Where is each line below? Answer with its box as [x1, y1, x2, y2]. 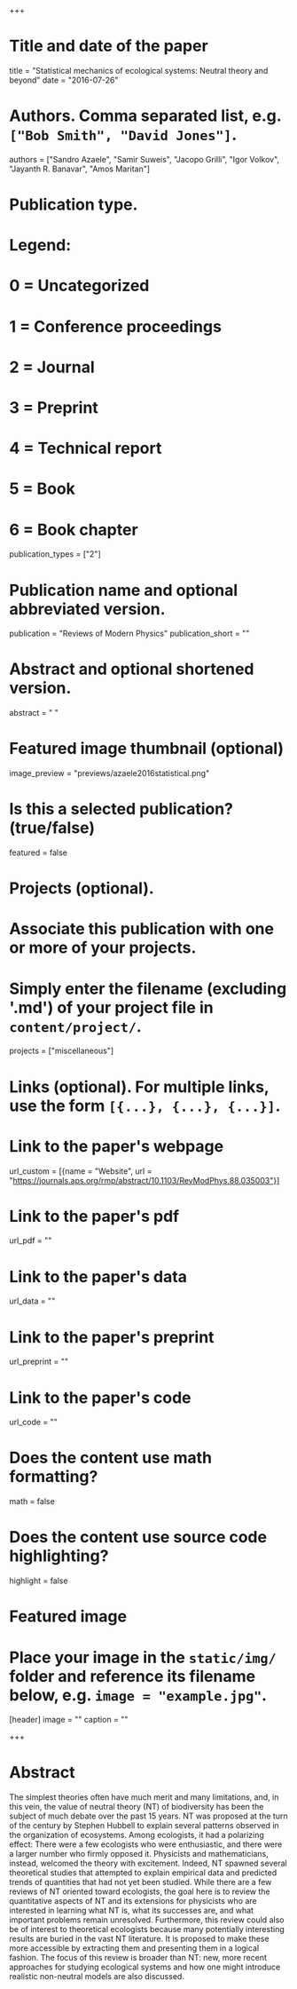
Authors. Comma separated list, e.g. [9, 106, 282, 126]
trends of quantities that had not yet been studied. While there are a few [9, 1877, 272, 1888]
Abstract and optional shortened [9, 659, 254, 679]
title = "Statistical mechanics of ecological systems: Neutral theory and [9, 65, 269, 75]
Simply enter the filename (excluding [9, 979, 287, 999]
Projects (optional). [9, 878, 155, 899]
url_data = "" [9, 1296, 56, 1306]
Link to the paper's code [9, 1387, 192, 1407]
